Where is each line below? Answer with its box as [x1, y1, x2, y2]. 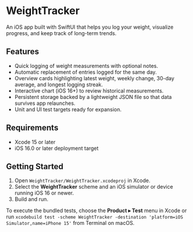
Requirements [6, 123, 58, 133]
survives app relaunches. [14, 100, 76, 107]
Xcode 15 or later [14, 138, 56, 145]
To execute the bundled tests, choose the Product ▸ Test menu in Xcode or [6, 207, 187, 214]
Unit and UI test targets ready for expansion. [14, 105, 122, 112]
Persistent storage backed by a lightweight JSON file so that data [14, 93, 172, 100]
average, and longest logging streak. [14, 81, 104, 88]
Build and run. [14, 196, 49, 203]
